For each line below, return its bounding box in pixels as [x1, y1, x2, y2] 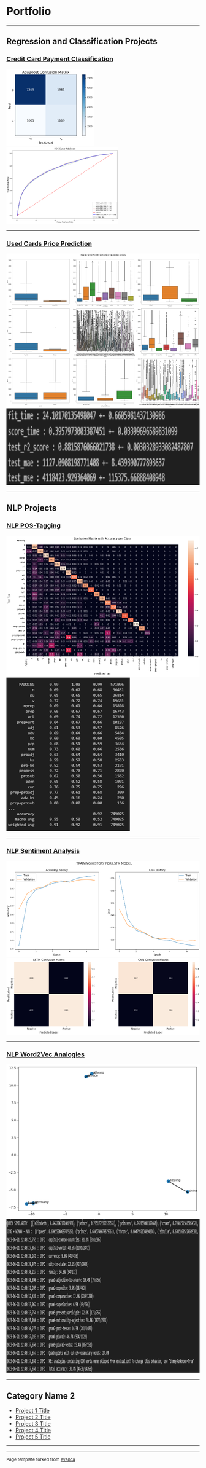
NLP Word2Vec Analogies [6, 1050, 85, 1058]
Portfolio [6, 4, 51, 18]
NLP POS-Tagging [6, 521, 61, 530]
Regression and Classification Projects [6, 36, 158, 47]
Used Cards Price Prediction [6, 239, 92, 248]
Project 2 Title [15, 1413, 51, 1421]
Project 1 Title [15, 1407, 50, 1415]
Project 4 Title [15, 1427, 51, 1434]
